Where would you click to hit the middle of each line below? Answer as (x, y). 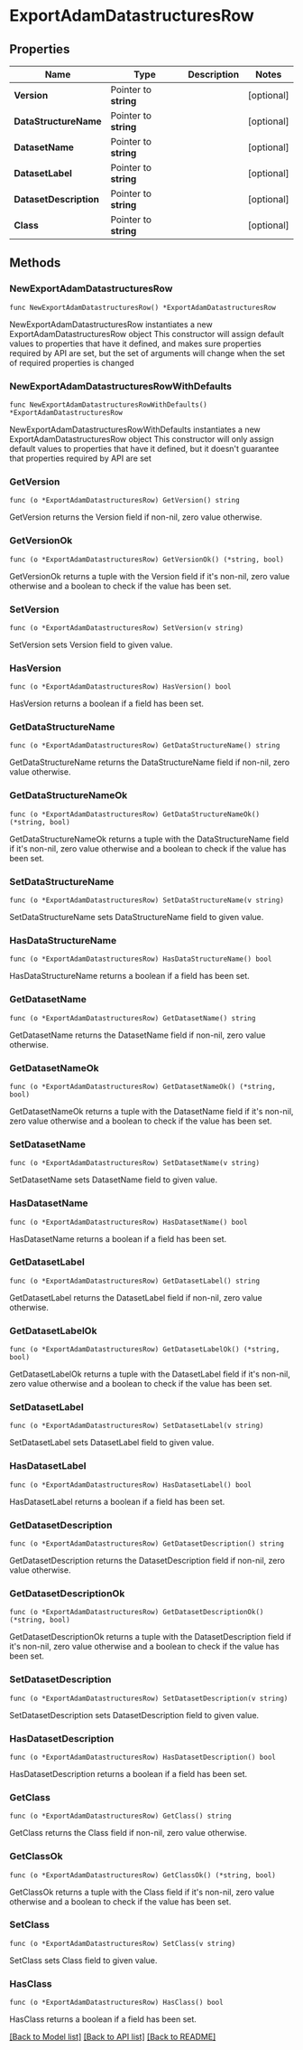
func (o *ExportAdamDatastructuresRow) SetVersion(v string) (127, 628)
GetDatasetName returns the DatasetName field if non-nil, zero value (138, 1035)
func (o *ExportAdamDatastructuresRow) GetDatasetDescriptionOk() (137, 1613)
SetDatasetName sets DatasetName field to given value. (114, 1180)
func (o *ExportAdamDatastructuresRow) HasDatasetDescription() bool (143, 1757)
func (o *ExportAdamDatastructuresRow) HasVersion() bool (120, 687)
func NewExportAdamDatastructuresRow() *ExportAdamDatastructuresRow (143, 307)
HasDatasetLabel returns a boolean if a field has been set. (117, 1501)
